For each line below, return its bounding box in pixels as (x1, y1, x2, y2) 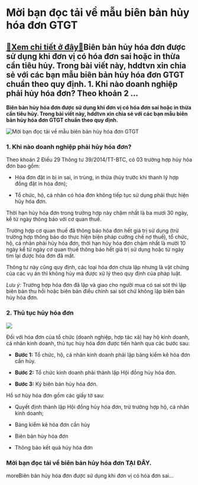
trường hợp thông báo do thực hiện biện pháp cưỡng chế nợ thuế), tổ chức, (6, 234, 189, 241)
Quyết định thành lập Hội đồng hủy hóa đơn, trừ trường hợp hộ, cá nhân (14, 403, 190, 410)
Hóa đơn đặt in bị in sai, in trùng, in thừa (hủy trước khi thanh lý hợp (14, 174, 179, 181)
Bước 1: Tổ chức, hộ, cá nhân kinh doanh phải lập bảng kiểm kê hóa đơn (14, 351, 190, 358)
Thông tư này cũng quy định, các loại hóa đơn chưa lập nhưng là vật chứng (6, 264, 189, 271)
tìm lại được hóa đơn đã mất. (6, 252, 76, 260)
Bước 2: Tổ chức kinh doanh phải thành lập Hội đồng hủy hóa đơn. (14, 368, 177, 376)
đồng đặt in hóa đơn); (14, 180, 68, 187)
